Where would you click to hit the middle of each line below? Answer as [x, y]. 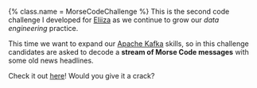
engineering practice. [43, 28]
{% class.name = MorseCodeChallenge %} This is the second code [119, 11]
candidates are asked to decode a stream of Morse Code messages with [128, 52]
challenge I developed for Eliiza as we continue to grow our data [114, 20]
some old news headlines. [51, 60]
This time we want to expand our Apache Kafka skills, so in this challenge [128, 44]
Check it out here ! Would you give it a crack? [82, 76]
